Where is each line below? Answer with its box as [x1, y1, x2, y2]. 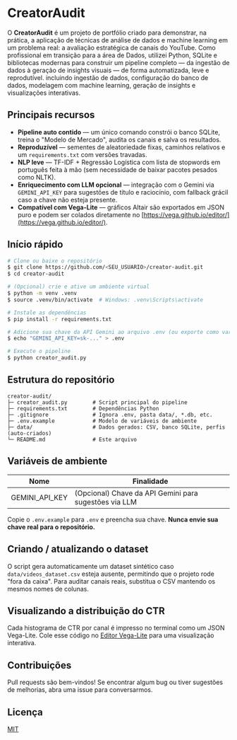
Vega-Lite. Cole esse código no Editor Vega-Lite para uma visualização [7, 631, 214, 640]
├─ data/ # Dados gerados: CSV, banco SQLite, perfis [7, 423, 226, 431]
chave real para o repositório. [7, 522, 95, 531]
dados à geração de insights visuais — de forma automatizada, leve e [7, 66, 209, 74]
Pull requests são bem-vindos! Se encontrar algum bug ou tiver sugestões [7, 678, 224, 687]
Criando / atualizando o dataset [7, 543, 149, 555]
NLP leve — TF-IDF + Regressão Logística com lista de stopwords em [17, 158, 221, 166]
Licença [7, 706, 44, 718]
